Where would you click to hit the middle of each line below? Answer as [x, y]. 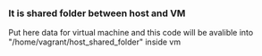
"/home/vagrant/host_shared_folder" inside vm [94, 42]
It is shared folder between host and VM [97, 13]
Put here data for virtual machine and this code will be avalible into [131, 33]
